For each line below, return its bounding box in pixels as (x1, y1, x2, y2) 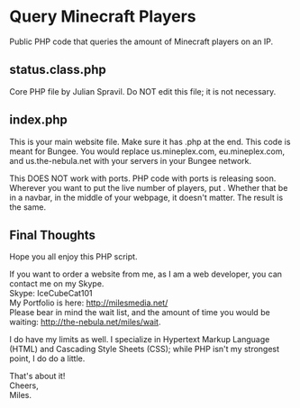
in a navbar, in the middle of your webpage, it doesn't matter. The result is (9, 192, 284, 203)
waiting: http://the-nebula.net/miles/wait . (9, 317, 161, 328)
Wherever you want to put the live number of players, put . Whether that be (9, 182, 288, 193)
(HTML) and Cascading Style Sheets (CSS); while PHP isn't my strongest (9, 344, 280, 355)
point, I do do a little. (9, 353, 86, 364)
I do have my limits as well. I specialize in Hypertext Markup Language (9, 334, 270, 345)
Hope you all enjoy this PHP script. (9, 251, 138, 262)
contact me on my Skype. (9, 278, 105, 289)
